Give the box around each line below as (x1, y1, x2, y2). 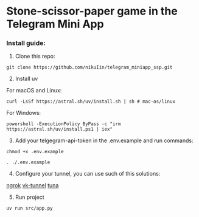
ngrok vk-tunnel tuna (6, 182, 59, 189)
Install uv (15, 75, 38, 83)
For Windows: (6, 109, 41, 117)
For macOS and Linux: (6, 87, 62, 94)
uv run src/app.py (6, 205, 53, 212)
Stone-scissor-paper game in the (6, 4, 178, 18)
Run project (15, 193, 44, 201)
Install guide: (6, 39, 46, 47)
